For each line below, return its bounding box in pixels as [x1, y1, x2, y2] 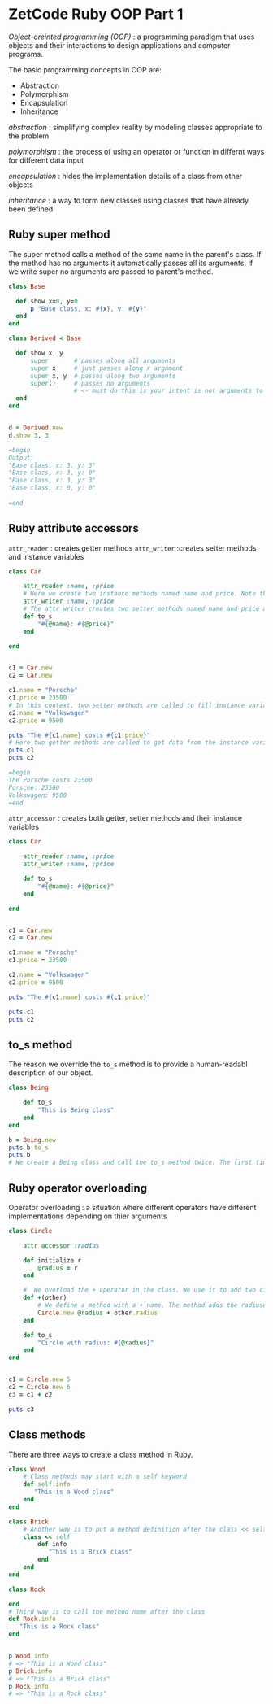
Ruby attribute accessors [8, 521, 140, 535]
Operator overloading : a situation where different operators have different [8, 1202, 257, 1212]
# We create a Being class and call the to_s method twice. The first [8, 1158, 253, 1167]
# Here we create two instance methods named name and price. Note [23, 590, 256, 598]
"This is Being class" [37, 1106, 115, 1114]
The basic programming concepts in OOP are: [8, 64, 162, 74]
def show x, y [15, 349, 63, 357]
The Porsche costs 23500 [8, 776, 93, 784]
